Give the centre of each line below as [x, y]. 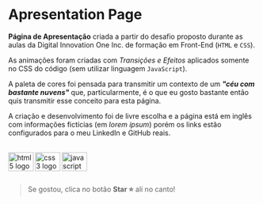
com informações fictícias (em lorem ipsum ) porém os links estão [115, 124]
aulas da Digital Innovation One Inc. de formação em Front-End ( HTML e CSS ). [132, 44]
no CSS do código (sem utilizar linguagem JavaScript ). [98, 68]
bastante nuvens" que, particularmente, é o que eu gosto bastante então [129, 92]
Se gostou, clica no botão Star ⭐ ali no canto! [101, 189]
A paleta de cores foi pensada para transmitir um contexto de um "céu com [131, 84]
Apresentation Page [75, 15]
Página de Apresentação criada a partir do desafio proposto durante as [126, 36]
